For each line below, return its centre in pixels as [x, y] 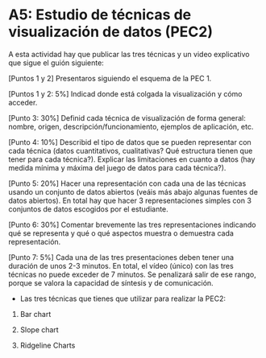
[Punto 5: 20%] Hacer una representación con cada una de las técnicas [127, 183]
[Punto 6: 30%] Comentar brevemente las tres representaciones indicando [132, 224]
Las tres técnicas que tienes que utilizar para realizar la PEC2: [123, 298]
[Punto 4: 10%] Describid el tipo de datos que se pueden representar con [130, 142]
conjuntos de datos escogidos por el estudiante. [89, 209]
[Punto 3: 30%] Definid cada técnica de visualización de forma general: [127, 117]
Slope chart [39, 329]
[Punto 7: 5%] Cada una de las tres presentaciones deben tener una [121, 257]
